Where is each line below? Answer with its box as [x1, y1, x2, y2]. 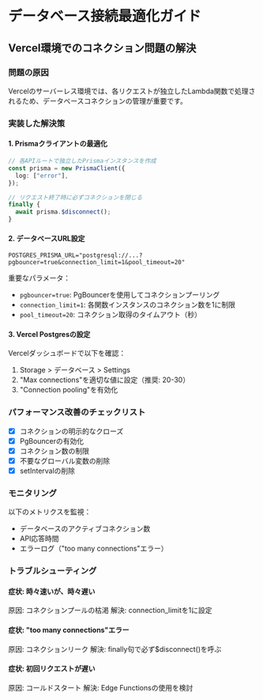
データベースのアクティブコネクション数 [19, 524, 151, 534]
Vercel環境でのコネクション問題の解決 [8, 41, 197, 55]
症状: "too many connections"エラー [8, 626, 130, 635]
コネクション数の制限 [19, 446, 89, 456]
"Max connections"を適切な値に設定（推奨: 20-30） [19, 375, 190, 384]
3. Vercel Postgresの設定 [8, 329, 91, 339]
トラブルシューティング [8, 566, 97, 577]
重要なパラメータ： [8, 274, 71, 283]
